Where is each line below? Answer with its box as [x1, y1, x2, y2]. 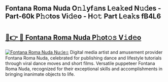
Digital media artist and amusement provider [70, 49, 163, 55]
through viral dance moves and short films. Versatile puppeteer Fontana [5, 61, 155, 66]
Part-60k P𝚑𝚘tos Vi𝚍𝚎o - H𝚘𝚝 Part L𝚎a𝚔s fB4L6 [5, 12, 161, 21]
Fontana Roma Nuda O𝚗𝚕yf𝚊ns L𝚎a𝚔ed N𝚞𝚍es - [5, 4, 161, 13]
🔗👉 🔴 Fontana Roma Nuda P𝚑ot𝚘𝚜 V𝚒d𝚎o [5, 33, 142, 42]
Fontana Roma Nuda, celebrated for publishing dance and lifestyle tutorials [5, 55, 162, 61]
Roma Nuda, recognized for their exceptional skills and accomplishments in [5, 66, 163, 72]
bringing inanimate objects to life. [5, 71, 75, 77]
